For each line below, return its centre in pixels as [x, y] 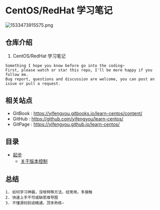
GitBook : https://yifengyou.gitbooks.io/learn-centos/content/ [77, 113]
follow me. [17, 74]
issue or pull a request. [33, 83]
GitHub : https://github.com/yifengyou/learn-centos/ [68, 119]
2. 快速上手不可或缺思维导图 [32, 198]
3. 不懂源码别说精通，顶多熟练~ [35, 203]
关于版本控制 [34, 161]
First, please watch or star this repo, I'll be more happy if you [79, 70]
